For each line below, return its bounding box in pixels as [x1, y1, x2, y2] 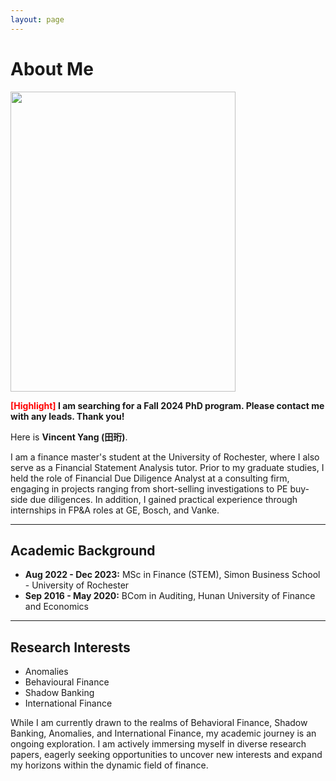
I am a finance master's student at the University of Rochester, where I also [10, 451, 320, 463]
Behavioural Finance [24, 676, 110, 688]
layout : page [10, 14, 65, 25]
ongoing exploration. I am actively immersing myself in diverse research [10, 738, 307, 750]
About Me [10, 57, 94, 80]
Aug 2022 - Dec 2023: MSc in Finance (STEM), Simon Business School [24, 569, 321, 581]
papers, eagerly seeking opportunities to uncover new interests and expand [10, 749, 323, 761]
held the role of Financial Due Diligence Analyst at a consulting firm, [10, 472, 290, 484]
